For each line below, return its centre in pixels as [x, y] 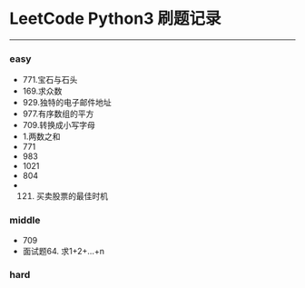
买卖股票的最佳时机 [72, 196]
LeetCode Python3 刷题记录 [115, 19]
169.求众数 [42, 91]
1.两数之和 [41, 136]
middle [25, 221]
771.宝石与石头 [50, 80]
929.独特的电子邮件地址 [67, 103]
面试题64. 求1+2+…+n [63, 251]
